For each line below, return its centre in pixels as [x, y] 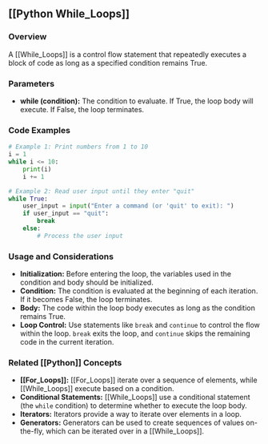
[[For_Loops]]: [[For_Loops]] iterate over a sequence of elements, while [138, 380]
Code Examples [39, 130]
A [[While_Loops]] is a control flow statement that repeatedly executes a [127, 54]
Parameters [31, 83]
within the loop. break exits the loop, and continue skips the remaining [135, 333]
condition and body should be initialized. [86, 283]
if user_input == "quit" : [66, 214]
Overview [28, 37]
